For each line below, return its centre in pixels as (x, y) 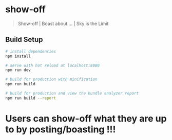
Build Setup (24, 40)
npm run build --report (31, 98)
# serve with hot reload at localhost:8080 (53, 65)
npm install (18, 56)
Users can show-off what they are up (86, 118)
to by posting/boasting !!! (61, 129)
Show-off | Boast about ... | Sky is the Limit (63, 24)
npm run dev (18, 70)
